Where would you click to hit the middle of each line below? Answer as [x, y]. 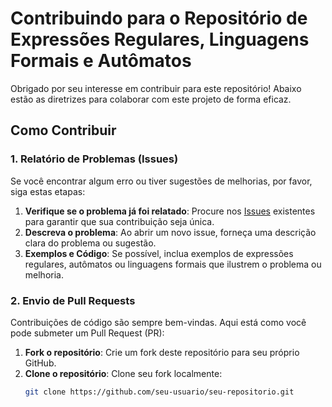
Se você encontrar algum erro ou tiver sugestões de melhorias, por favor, [161, 181]
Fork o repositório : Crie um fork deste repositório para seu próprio [162, 352]
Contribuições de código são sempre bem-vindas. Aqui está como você [158, 322]
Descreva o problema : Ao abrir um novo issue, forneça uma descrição [170, 232]
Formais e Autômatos [101, 61]
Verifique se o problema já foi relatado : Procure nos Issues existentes [170, 211]
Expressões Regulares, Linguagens [160, 39]
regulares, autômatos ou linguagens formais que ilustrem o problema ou [173, 264]
